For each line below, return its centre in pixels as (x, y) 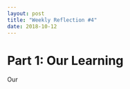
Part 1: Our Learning (65, 60)
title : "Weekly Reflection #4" (52, 20)
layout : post (26, 13)
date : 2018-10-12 (32, 26)
